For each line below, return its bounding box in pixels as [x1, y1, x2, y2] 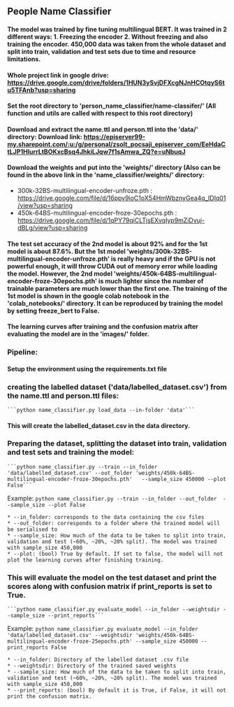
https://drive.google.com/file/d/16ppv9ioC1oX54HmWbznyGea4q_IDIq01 [17, 194, 226, 202]
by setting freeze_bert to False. [7, 306, 100, 315]
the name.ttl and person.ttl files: [7, 391, 119, 401]
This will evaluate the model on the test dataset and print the [7, 573, 217, 583]
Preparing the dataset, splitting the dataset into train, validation [7, 438, 227, 448]
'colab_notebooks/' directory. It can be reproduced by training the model [7, 299, 224, 307]
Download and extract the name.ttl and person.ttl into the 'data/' [7, 125, 198, 134]
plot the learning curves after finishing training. [7, 556, 164, 564]
